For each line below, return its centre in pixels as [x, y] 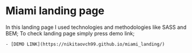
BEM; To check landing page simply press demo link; [70, 33]
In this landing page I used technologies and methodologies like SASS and [96, 27]
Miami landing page [55, 11]
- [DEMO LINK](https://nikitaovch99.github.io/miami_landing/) [85, 44]
